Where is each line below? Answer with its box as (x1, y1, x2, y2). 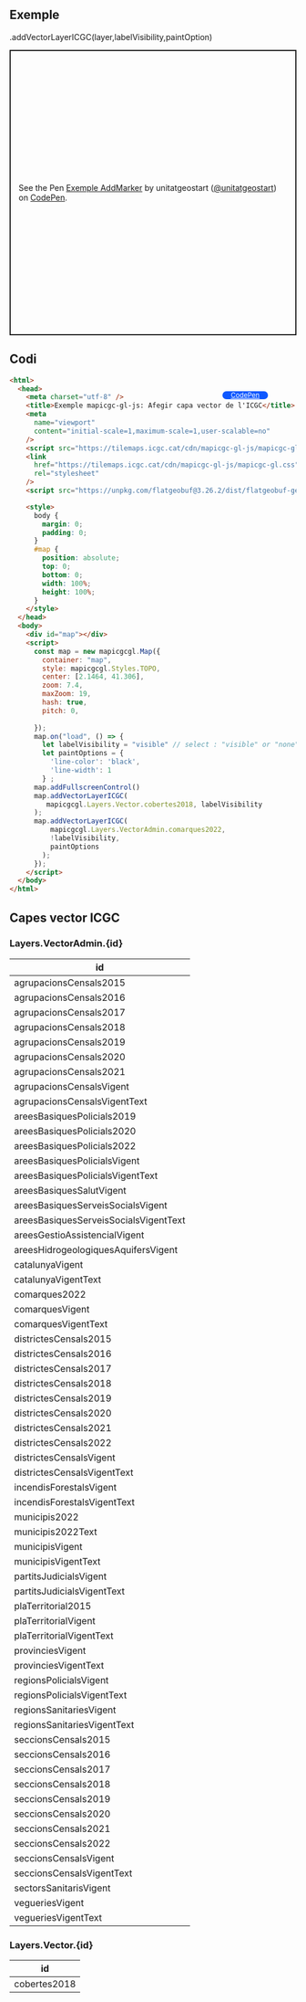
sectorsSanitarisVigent (14, 1881, 111, 1894)
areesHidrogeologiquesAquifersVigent (14, 1243, 178, 1256)
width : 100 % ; (42, 579, 92, 588)
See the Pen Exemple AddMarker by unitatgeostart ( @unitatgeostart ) (18, 182, 278, 193)
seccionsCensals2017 (14, 1763, 111, 1775)
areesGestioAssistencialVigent (14, 1228, 145, 1241)
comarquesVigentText (14, 1317, 108, 1330)
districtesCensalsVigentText (14, 1466, 134, 1479)
